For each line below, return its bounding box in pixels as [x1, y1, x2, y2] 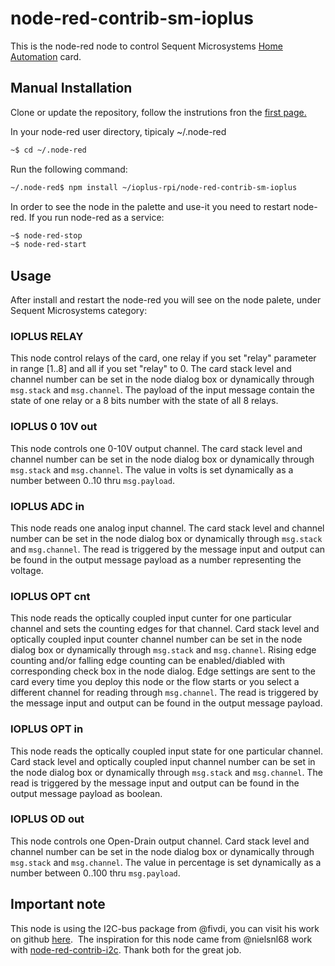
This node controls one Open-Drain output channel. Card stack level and [10, 835, 310, 847]
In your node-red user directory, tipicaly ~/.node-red [10, 125, 227, 137]
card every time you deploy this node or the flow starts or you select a [10, 676, 300, 688]
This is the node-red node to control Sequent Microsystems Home [10, 40, 283, 52]
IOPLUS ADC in [10, 499, 85, 513]
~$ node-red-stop [10, 230, 83, 241]
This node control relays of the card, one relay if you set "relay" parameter [10, 352, 317, 364]
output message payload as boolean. [10, 787, 163, 799]
